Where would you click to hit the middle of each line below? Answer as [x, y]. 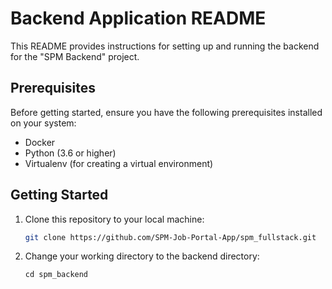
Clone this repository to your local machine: [114, 219]
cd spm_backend [56, 275]
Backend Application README [138, 18]
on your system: [43, 123]
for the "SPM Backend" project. [75, 56]
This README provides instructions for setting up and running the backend [165, 46]
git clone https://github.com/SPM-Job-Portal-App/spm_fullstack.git [170, 237]
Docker [40, 142]
